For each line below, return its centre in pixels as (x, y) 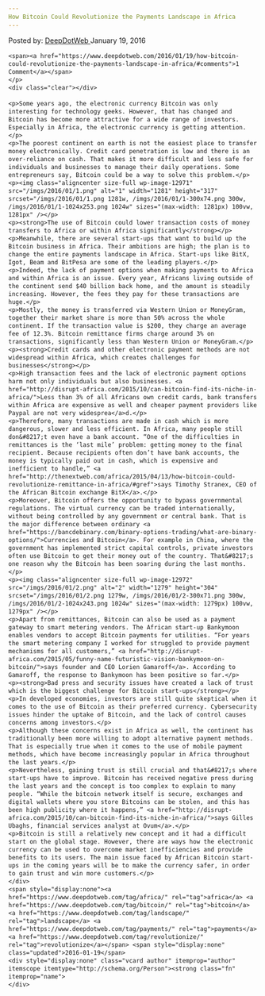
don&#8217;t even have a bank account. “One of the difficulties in (124, 436)
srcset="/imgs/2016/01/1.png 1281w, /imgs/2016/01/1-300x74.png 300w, (127, 198)
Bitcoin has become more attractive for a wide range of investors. (124, 119)
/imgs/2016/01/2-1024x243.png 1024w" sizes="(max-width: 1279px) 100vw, (131, 603)
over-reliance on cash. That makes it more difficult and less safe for (131, 159)
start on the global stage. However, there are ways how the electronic (131, 841)
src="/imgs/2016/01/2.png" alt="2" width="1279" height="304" (113, 587)
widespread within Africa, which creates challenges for (104, 357)
